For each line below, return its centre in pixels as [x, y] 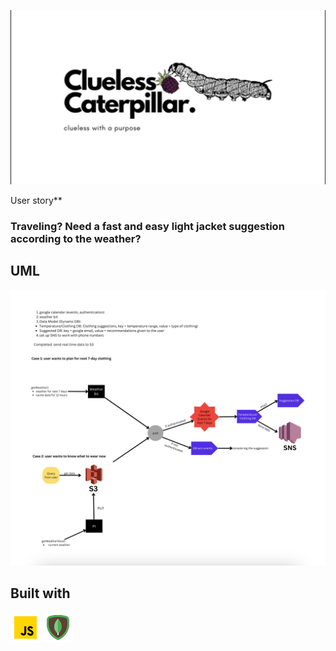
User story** [36, 201]
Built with [40, 593]
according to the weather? [76, 238]
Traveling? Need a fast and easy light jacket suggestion [147, 226]
